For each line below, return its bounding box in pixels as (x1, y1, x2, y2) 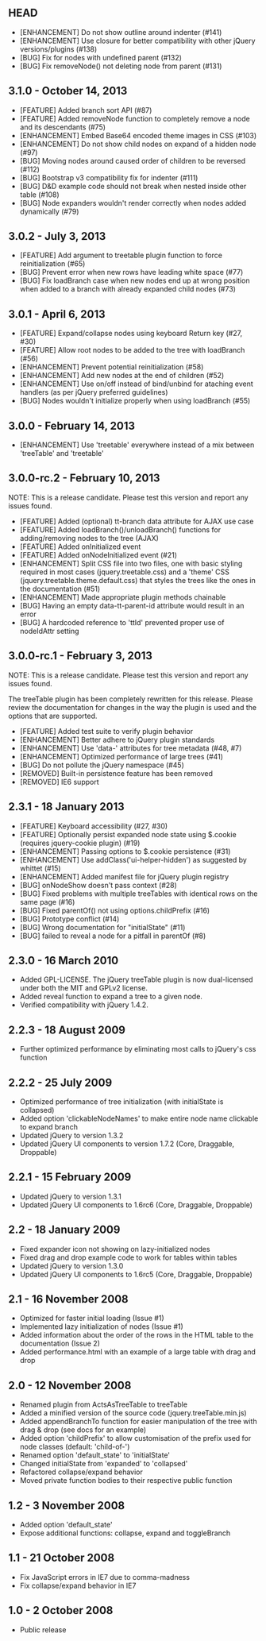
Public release (19, 1624, 67, 1635)
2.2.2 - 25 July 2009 (8, 1075, 113, 1089)
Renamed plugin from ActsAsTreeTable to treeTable (19, 1400, 188, 1409)
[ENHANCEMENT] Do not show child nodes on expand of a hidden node (19, 139, 256, 149)
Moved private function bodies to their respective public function (19, 1476, 233, 1485)
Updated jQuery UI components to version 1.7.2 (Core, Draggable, (19, 1139, 235, 1149)
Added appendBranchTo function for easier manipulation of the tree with (19, 1417, 257, 1427)
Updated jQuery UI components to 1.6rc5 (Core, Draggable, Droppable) (19, 1269, 253, 1279)
